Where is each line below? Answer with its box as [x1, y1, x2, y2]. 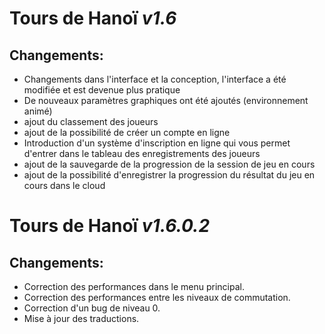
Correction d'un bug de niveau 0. [23, 302, 161, 314]
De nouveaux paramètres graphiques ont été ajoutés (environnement [23, 95, 309, 106]
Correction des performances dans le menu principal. [23, 281, 245, 292]
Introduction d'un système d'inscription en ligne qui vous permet [23, 137, 291, 149]
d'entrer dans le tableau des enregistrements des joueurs [23, 148, 261, 159]
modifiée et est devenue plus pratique [23, 84, 181, 96]
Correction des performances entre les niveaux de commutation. [23, 292, 291, 303]
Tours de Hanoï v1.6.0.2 [9, 215, 211, 237]
